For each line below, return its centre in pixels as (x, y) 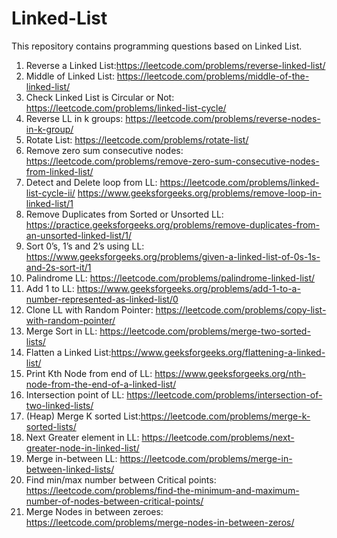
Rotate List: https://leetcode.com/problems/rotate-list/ (137, 139)
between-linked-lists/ (70, 469)
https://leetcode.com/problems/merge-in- (206, 458)
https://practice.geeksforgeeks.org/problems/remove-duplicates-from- (173, 224)
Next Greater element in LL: (82, 437)
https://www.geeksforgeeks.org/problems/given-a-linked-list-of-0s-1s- (173, 256)
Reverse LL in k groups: (74, 118)
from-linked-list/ (59, 171)
